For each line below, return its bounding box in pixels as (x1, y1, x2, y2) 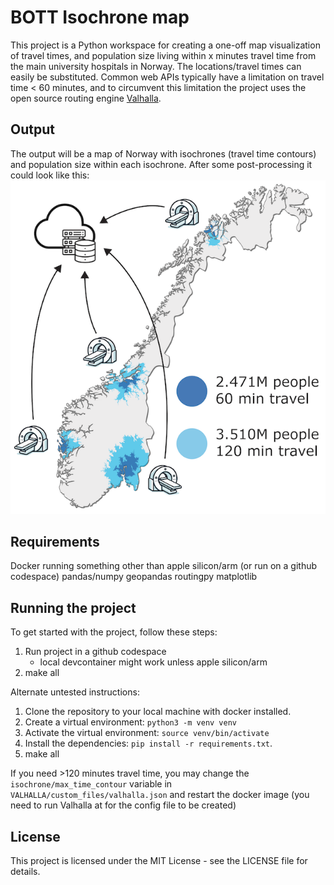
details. (10, 866, 41, 878)
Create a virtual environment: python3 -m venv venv (24, 716, 237, 728)
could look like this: (10, 169, 90, 181)
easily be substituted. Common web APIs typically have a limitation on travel (10, 71, 325, 83)
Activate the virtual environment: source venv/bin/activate (24, 727, 270, 739)
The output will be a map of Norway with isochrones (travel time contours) (10, 147, 317, 160)
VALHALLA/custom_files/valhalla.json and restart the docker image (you (10, 789, 310, 801)
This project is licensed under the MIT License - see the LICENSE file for (10, 855, 308, 867)
